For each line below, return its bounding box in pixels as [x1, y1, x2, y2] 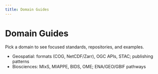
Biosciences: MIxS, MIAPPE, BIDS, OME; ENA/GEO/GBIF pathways [12, 63, 146, 69]
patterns [12, 59, 29, 64]
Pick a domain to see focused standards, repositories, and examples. [5, 44, 144, 50]
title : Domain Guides [5, 7, 49, 12]
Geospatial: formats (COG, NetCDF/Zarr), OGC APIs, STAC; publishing [12, 53, 153, 59]
